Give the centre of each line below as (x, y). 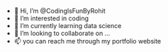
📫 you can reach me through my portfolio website (88, 41)
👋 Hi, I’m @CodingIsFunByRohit (60, 11)
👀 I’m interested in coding (51, 18)
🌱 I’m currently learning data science (68, 26)
